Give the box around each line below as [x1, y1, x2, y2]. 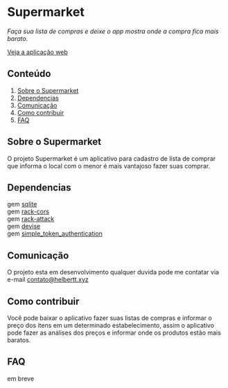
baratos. [7, 336, 31, 344]
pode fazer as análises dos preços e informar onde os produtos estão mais [7, 328, 222, 337]
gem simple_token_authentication [7, 229, 103, 238]
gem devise [7, 222, 41, 231]
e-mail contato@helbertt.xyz [7, 275, 89, 284]
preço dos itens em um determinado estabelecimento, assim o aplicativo [7, 321, 215, 329]
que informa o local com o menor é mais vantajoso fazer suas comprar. [7, 161, 211, 170]
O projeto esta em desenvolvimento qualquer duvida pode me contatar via [7, 268, 220, 276]
